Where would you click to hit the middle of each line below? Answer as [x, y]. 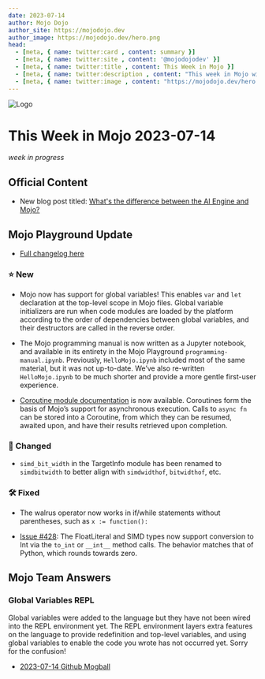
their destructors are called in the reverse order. [97, 328]
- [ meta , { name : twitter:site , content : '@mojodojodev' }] [118, 60]
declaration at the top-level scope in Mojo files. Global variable [121, 303]
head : [17, 45]
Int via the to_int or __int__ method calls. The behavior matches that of [136, 544]
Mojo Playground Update [70, 235]
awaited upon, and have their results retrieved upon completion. [123, 426]
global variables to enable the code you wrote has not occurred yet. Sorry [128, 643]
